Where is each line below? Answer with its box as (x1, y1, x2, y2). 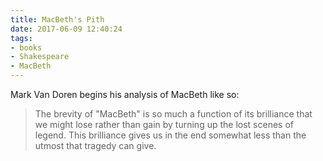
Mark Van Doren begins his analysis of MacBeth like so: (10, 89, 240, 100)
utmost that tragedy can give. (34, 140, 157, 151)
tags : (10, 33, 33, 43)
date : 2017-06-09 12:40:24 (10, 24, 123, 34)
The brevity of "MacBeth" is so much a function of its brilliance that (34, 108, 313, 120)
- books (10, 42, 43, 53)
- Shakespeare (10, 52, 70, 62)
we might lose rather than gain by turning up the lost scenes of (34, 119, 294, 130)
